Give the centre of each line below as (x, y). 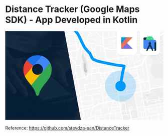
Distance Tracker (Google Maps (72, 9)
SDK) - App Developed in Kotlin (71, 20)
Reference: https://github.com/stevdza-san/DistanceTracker (67, 128)
